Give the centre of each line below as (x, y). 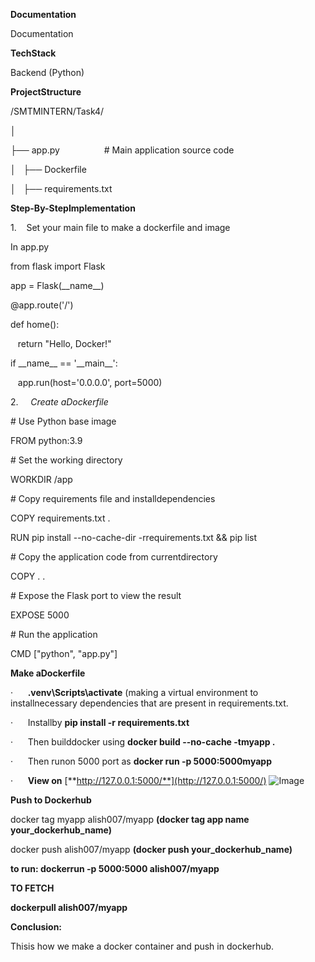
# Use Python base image (63, 421)
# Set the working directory (66, 460)
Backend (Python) (47, 72)
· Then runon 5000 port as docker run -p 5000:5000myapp (141, 761)
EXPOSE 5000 (40, 615)
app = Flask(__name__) (57, 285)
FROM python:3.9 (46, 440)
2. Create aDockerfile (59, 402)
